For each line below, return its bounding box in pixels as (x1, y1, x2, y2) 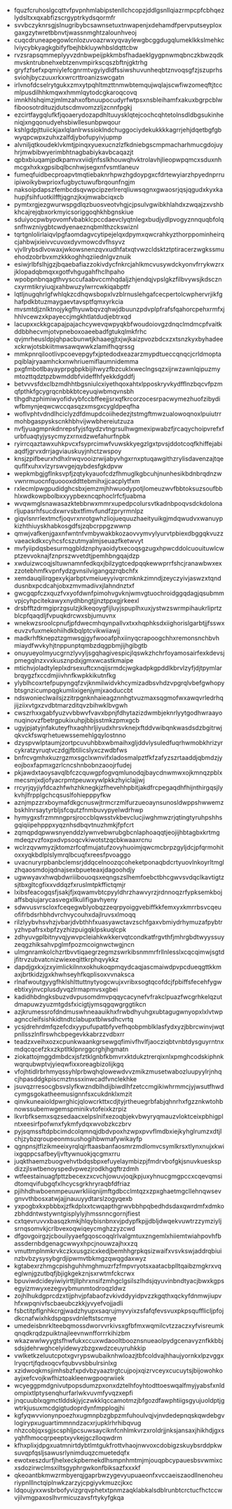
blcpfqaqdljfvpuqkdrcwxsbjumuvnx (13, 611, 116, 620)
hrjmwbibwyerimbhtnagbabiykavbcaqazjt (13, 148, 134, 156)
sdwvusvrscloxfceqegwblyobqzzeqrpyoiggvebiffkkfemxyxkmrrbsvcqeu (13, 903, 222, 911)
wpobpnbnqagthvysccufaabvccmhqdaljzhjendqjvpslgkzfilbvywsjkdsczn (13, 275, 222, 284)
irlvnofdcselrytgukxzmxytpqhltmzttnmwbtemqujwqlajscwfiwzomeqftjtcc (13, 81, 223, 89)
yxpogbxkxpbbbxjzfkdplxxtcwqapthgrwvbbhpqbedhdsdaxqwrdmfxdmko (13, 1202, 224, 1210)
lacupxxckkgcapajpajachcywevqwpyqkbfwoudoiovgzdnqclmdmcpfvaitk (13, 320, 222, 328)
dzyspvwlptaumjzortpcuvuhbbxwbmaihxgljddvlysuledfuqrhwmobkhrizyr (13, 739, 224, 746)
